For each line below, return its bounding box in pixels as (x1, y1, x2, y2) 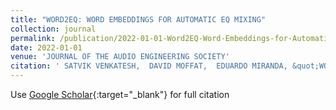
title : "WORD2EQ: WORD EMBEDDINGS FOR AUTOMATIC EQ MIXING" (10, 14, 267, 25)
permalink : (10, 33, 56, 43)
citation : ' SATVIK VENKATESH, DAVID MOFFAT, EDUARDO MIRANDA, (10, 61, 288, 71)
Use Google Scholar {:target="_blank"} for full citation (10, 89, 230, 100)
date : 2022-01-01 (10, 42, 83, 53)
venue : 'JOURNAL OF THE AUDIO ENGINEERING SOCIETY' (10, 52, 230, 62)
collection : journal (10, 24, 97, 34)
